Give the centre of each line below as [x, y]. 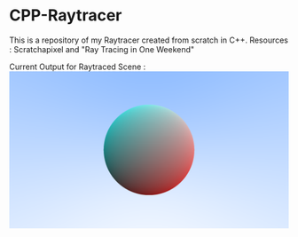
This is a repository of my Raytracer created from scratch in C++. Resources [149, 40]
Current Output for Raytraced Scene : [78, 67]
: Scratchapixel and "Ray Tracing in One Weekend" [102, 49]
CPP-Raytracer [66, 16]
